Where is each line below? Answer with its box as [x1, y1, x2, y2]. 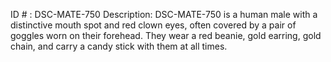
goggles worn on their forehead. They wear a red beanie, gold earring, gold [10, 30, 322, 41]
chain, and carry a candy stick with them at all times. [10, 40, 228, 52]
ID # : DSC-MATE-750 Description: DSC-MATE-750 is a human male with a [10, 9, 318, 20]
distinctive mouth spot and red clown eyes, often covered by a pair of [10, 19, 297, 31]
